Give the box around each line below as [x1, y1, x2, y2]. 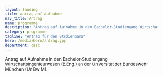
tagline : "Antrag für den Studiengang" [5, 34, 86, 39]
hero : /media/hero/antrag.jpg [5, 38, 66, 43]
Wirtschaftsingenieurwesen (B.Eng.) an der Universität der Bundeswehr [5, 61, 148, 67]
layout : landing [5, 7, 38, 12]
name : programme [5, 20, 38, 25]
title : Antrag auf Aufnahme [5, 12, 62, 16]
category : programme [5, 29, 47, 34]
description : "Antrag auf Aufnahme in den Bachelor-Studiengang [5, 25, 138, 30]
